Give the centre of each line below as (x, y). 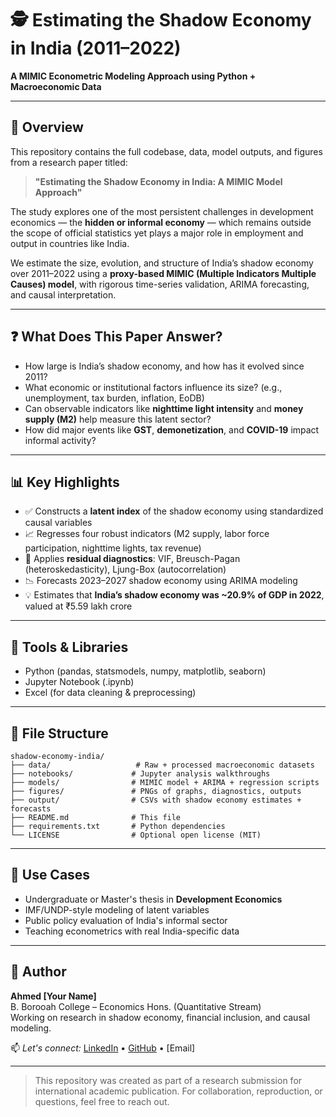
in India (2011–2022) (96, 48)
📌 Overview (47, 127)
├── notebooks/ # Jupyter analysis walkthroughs (140, 774)
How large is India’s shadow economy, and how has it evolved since (164, 366)
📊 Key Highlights (65, 482)
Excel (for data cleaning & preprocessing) (110, 693)
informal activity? (60, 440)
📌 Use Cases (50, 875)
